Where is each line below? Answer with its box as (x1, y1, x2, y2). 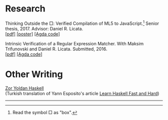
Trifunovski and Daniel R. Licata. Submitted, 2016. (5, 46, 107, 52)
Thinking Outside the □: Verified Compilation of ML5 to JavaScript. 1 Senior (5, 19, 159, 26)
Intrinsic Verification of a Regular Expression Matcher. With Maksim (5, 40, 144, 46)
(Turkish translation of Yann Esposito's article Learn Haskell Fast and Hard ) (5, 90, 159, 96)
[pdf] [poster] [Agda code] (5, 31, 60, 37)
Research (5, 3, 46, 14)
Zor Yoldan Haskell (5, 85, 44, 91)
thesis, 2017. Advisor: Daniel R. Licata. (5, 25, 83, 31)
